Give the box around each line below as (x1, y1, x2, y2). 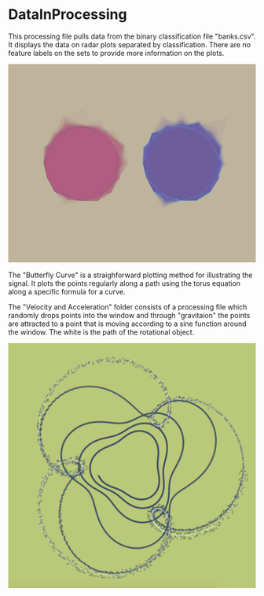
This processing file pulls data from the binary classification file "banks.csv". (8, 31, 256, 41)
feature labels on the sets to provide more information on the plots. (8, 48, 225, 57)
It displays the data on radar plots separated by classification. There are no (8, 39, 251, 49)
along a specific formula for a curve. (8, 287, 126, 297)
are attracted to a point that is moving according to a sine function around (8, 319, 247, 328)
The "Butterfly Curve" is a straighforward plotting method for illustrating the (8, 270, 253, 280)
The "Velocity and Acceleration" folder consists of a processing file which (8, 302, 247, 312)
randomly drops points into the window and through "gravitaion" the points (8, 311, 251, 320)
